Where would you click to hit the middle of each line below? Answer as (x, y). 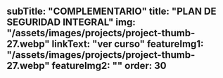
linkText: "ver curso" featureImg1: (128, 44)
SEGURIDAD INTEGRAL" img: (71, 23)
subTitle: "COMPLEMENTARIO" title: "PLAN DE (111, 11)
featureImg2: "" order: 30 (109, 66)
